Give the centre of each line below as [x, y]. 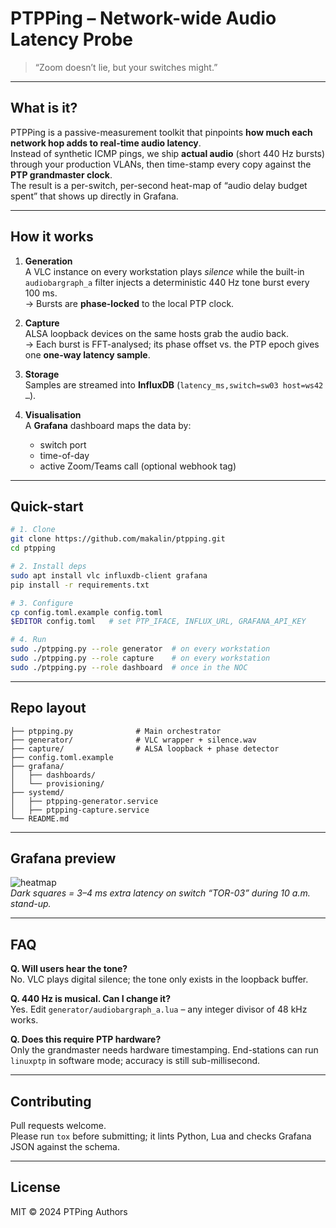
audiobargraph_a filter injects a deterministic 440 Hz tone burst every [167, 282]
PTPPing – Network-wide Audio [143, 18]
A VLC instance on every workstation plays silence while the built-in [164, 271]
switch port [63, 444]
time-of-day [64, 455]
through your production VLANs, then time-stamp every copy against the [161, 164]
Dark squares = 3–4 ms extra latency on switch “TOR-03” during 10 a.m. [160, 893]
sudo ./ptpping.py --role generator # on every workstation [140, 649]
